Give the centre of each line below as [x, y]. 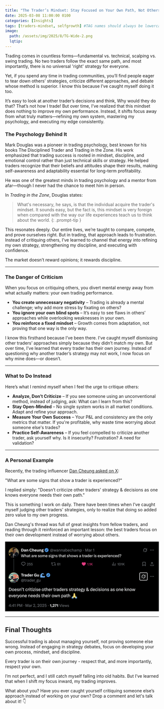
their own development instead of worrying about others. [62, 535]
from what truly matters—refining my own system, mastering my [70, 116]
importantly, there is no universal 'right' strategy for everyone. [67, 66]
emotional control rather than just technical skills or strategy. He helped [77, 160]
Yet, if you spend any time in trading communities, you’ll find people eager [80, 75]
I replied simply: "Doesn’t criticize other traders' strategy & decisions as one [82, 490]
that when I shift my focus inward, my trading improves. [61, 681]
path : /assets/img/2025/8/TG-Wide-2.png [51, 36]
